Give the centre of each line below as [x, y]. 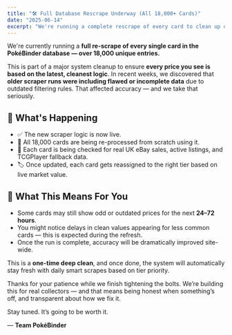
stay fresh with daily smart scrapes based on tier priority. [88, 270]
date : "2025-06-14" [35, 20]
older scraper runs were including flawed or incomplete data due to [106, 82]
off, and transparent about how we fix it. [64, 298]
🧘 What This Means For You [68, 197]
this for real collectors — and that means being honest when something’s [111, 291]
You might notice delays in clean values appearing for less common [113, 228]
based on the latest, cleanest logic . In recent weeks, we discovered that [110, 74]
